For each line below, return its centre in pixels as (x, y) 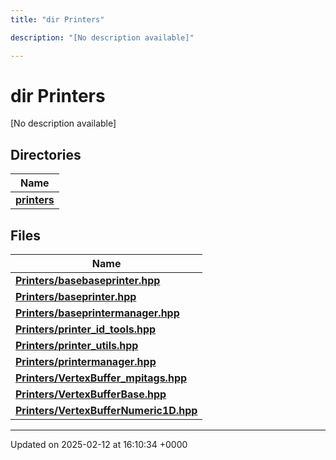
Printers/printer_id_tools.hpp (86, 329)
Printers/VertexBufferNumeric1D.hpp (106, 411)
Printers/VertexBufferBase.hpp (91, 394)
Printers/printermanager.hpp (86, 362)
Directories (46, 154)
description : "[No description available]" (102, 37)
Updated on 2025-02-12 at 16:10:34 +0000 (99, 445)
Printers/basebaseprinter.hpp (88, 281)
